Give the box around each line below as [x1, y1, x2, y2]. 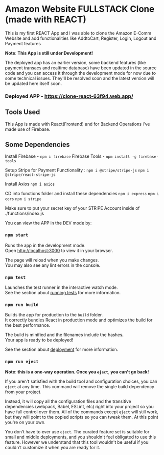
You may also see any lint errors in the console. [5, 262, 100, 268]
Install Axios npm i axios [5, 181, 55, 187]
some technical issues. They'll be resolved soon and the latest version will [5, 75, 155, 81]
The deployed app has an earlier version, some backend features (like [5, 59, 146, 65]
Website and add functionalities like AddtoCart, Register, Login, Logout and [5, 35, 157, 41]
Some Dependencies [5, 141, 70, 149]
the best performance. [5, 322, 50, 328]
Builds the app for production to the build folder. [5, 312, 103, 318]
